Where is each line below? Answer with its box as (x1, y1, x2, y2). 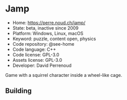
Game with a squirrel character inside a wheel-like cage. (5, 72, 122, 78)
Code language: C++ (12, 46, 56, 52)
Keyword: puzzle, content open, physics (12, 36, 96, 42)
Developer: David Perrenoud (12, 62, 72, 68)
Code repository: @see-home (12, 41, 75, 47)
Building (5, 86, 32, 95)
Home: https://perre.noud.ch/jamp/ (12, 20, 86, 26)
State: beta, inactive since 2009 (12, 25, 79, 31)
